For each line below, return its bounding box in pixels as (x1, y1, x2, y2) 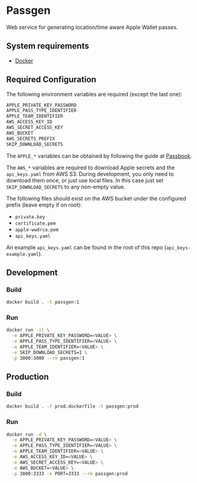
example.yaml (6, 251, 39, 257)
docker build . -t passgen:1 (6, 299, 80, 305)
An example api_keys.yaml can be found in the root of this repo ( (6, 243, 167, 251)
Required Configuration (6, 75, 96, 85)
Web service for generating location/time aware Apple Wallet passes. (6, 23, 178, 31)
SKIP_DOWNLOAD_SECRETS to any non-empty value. (6, 183, 125, 190)
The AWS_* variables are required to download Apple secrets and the (6, 164, 175, 171)
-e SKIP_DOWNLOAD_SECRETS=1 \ (11, 349, 87, 355)
